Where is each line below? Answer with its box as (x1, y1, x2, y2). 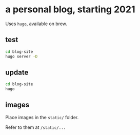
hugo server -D (5, 54, 38, 59)
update (5, 68, 29, 76)
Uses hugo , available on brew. (5, 21, 68, 27)
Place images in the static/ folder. (5, 114, 79, 120)
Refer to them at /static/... (5, 124, 66, 130)
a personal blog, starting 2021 (5, 4, 135, 15)
